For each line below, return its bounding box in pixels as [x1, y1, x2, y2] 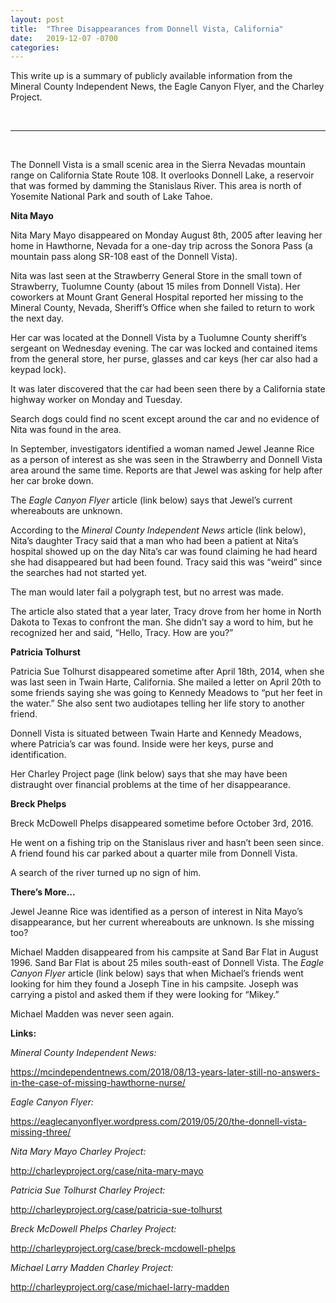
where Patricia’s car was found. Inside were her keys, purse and [10, 738, 274, 750]
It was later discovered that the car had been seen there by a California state [10, 383, 326, 395]
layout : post [10, 14, 65, 25]
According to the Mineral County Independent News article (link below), [10, 524, 307, 536]
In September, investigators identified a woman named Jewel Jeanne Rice [10, 443, 315, 455]
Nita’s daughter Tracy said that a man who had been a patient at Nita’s [10, 535, 299, 547]
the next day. [10, 312, 65, 325]
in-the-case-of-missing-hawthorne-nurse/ [10, 1077, 186, 1089]
